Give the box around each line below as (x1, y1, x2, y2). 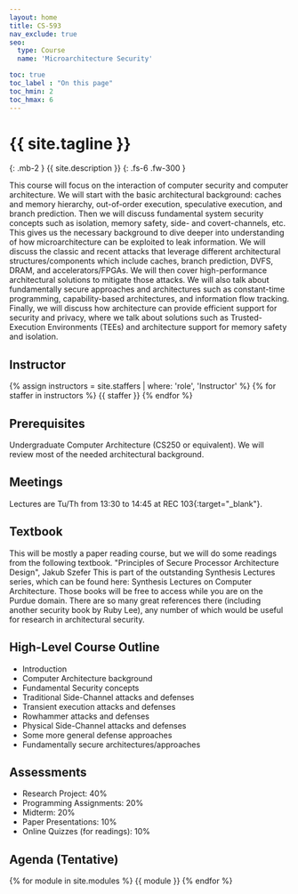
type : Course (17, 46, 66, 55)
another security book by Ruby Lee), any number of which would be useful (9, 604, 284, 615)
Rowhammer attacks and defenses (21, 711, 149, 721)
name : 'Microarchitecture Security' (17, 54, 153, 63)
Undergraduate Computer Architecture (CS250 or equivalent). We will (9, 439, 264, 450)
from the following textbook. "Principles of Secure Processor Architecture (9, 557, 279, 568)
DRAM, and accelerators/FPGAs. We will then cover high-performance (9, 265, 268, 276)
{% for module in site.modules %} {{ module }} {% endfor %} (9, 875, 233, 886)
